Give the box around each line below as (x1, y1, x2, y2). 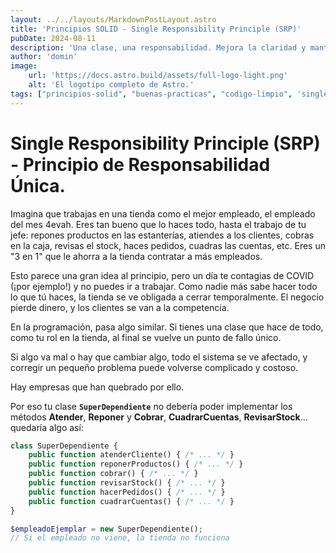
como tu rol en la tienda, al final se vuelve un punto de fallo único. (10, 331, 282, 343)
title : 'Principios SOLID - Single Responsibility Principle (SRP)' (10, 24, 302, 34)
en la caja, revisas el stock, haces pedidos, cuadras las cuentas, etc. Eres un (10, 239, 326, 251)
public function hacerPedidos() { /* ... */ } (28, 487, 226, 497)
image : (10, 61, 38, 71)
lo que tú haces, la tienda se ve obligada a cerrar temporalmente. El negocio (10, 291, 325, 303)
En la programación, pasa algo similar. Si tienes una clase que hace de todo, (10, 321, 324, 333)
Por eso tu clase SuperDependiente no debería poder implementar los (10, 400, 293, 412)
